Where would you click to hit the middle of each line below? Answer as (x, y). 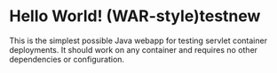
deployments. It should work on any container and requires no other (134, 49)
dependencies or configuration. (67, 59)
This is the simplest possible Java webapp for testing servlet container (138, 40)
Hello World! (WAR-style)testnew (135, 16)
